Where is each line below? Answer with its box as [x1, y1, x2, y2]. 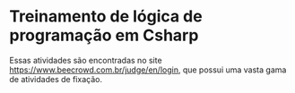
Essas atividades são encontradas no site [9, 55, 163, 65]
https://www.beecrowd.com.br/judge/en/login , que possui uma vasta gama [9, 64, 287, 75]
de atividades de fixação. [9, 73, 103, 84]
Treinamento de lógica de [9, 6, 204, 27]
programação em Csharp [9, 25, 199, 46]
